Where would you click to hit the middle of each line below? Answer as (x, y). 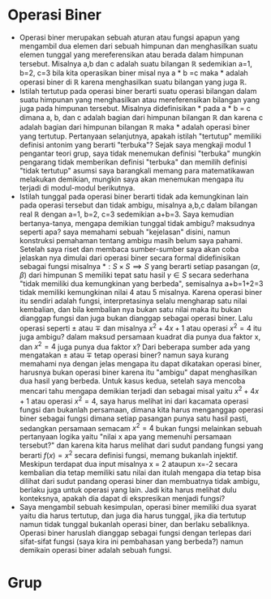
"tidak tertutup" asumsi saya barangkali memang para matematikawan (137, 170)
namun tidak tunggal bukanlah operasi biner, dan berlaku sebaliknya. (134, 524)
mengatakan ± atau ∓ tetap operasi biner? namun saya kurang (124, 355)
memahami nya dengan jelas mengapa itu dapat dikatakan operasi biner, (140, 364)
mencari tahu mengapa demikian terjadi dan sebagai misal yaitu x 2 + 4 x (139, 390)
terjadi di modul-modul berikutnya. (77, 187)
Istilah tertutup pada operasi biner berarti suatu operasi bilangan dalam (138, 91)
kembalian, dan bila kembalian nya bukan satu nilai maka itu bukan (131, 309)
